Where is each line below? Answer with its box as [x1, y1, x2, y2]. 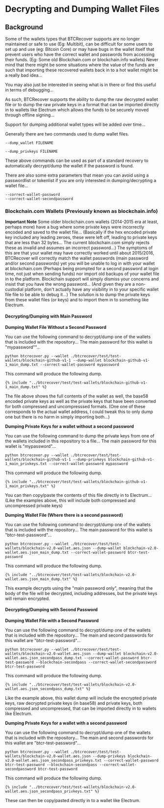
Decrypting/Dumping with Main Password [5, 313, 92, 319]
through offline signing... [5, 112, 55, 118]
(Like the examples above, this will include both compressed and [5, 497, 136, 503]
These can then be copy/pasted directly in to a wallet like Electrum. [5, 797, 141, 803]
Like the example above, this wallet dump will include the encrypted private [5, 695, 157, 701]
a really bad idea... [5, 72, 43, 78]
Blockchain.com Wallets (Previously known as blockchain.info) [5, 208, 158, 214]
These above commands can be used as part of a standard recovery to [5, 158, 148, 163]
